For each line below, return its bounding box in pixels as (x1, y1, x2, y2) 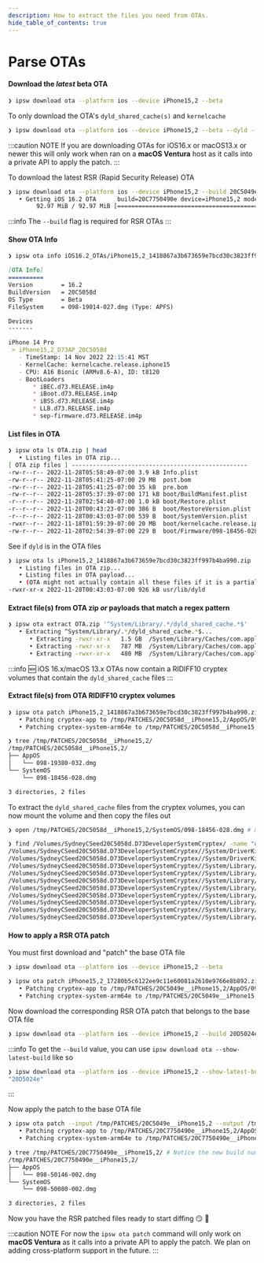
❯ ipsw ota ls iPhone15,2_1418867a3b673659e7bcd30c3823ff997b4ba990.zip (8, 556, 251, 564)
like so (52, 1053, 73, 1062)
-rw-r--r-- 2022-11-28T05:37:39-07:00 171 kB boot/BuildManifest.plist (8, 490, 247, 499)
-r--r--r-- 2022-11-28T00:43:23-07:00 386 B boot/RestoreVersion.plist (8, 505, 251, 513)
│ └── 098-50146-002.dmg (8, 1171, 97, 1179)
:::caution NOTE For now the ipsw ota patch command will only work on (8, 1229, 241, 1239)
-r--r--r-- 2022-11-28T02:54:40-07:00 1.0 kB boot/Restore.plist (8, 498, 226, 506)
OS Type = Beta (8, 295, 82, 303)
